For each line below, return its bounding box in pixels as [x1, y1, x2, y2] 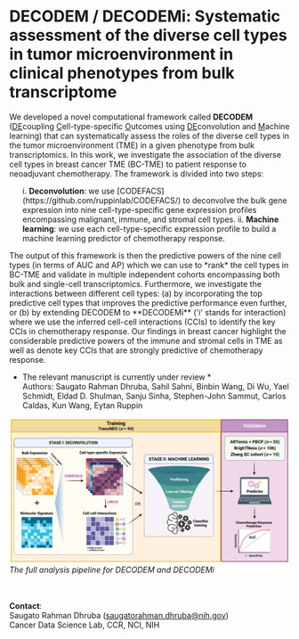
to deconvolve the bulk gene [182, 194, 287, 206]
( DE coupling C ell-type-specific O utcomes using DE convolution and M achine [9, 120, 290, 131]
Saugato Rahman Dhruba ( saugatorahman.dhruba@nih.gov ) [9, 610, 230, 620]
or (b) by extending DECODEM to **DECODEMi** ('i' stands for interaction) [9, 307, 287, 317]
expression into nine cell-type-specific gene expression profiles [21, 204, 257, 215]
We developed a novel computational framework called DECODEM [9, 111, 254, 122]
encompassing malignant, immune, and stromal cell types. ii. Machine [21, 214, 279, 225]
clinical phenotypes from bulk [9, 63, 235, 84]
